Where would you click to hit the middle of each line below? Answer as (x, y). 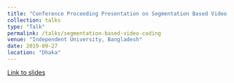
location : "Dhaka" (34, 53)
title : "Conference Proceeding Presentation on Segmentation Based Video (117, 14)
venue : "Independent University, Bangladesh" (75, 40)
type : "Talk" (26, 27)
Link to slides (26, 72)
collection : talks (34, 20)
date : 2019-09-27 (33, 46)
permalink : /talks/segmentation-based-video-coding (84, 33)
